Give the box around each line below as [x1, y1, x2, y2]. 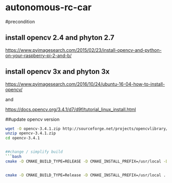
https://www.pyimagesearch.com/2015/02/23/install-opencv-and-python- [5, 47, 162, 53]
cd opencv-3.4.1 [5, 135, 40, 141]
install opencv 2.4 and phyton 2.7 [5, 33, 115, 42]
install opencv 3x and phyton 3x [5, 67, 110, 76]
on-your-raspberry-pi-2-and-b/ [5, 52, 72, 58]
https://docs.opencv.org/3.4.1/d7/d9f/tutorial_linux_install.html [5, 106, 136, 112]
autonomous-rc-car [5, 2, 92, 13]
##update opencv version [5, 116, 60, 122]
